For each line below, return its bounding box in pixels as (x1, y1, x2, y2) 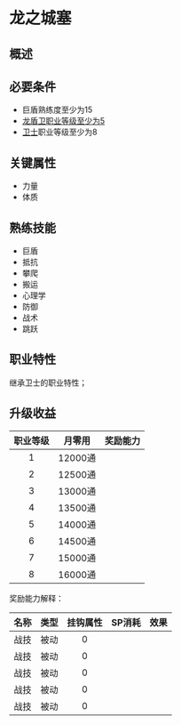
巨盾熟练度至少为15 (21, 104, 93, 116)
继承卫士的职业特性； (9, 377, 87, 388)
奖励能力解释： (9, 592, 64, 603)
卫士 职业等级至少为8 (21, 126, 98, 138)
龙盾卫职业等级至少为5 (21, 116, 106, 126)
